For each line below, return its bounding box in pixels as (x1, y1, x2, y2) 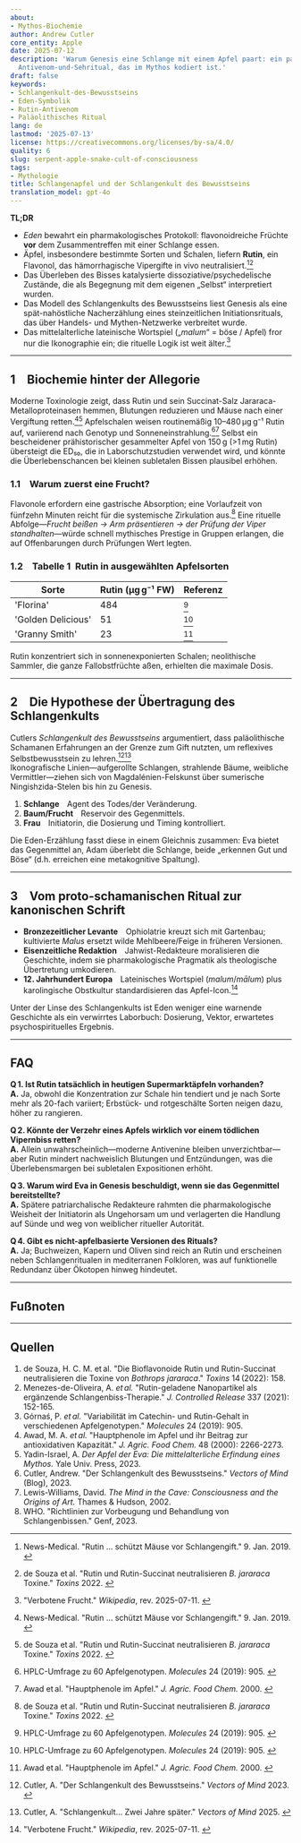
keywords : (10, 80, 47, 89)
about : (10, 13, 35, 22)
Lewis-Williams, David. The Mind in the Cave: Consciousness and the (22, 1487, 279, 1498)
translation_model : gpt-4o (10, 188, 111, 197)
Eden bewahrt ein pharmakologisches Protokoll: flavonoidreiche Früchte (22, 230, 288, 240)
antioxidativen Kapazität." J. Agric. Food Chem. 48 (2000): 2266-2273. (22, 1439, 284, 1451)
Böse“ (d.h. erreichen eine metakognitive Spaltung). (10, 854, 200, 865)
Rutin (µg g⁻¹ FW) (100, 583, 175, 596)
